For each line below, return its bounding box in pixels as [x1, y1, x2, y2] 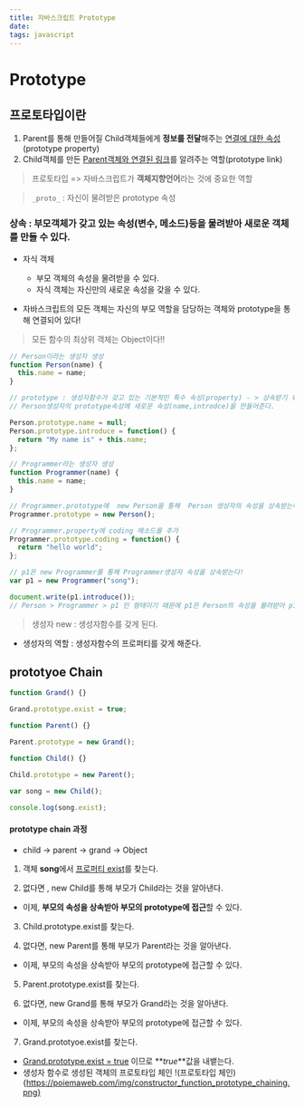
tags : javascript [9, 30, 75, 39]
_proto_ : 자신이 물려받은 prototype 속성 [31, 192, 176, 204]
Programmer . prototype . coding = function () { [9, 534, 180, 544]
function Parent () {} [9, 721, 91, 730]
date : [9, 22, 30, 31]
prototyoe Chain [9, 665, 103, 680]
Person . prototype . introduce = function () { [9, 427, 176, 436]
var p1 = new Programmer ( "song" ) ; [9, 576, 140, 585]
